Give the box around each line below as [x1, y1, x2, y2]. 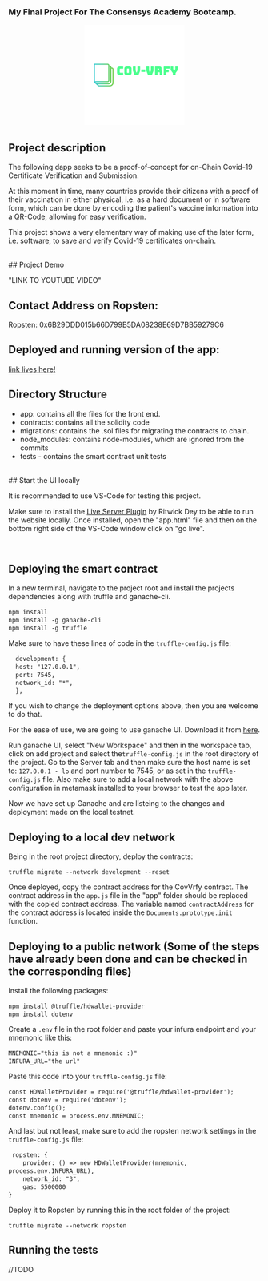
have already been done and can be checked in [8, 952, 248, 965]
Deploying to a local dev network [8, 830, 176, 844]
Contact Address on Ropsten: [8, 299, 158, 312]
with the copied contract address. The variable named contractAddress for [8, 900, 254, 909]
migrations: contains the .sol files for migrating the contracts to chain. [19, 425, 250, 435]
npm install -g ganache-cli [8, 616, 102, 625]
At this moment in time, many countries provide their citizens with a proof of [8, 187, 258, 196]
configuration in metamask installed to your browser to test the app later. [8, 784, 248, 793]
